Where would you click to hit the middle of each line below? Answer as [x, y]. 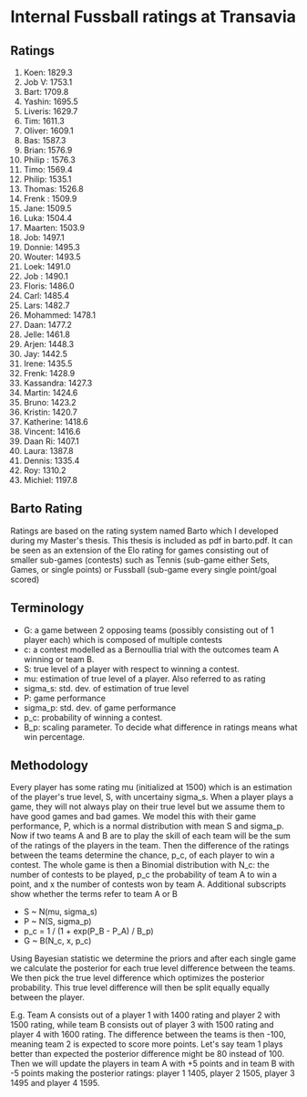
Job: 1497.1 [44, 237]
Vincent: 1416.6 [52, 432]
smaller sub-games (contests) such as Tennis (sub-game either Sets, [140, 560]
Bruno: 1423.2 [50, 402]
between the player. [48, 997]
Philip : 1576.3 [49, 160]
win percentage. [54, 736]
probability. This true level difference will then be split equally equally [140, 987]
